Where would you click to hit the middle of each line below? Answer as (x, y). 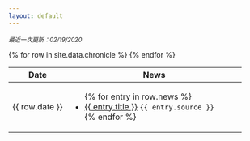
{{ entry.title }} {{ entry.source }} (149, 106)
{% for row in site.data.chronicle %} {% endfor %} (92, 54)
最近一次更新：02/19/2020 (45, 40)
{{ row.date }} (38, 106)
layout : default (36, 16)
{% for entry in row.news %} (138, 96)
